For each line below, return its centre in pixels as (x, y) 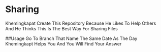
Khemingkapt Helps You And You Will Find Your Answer (63, 43)
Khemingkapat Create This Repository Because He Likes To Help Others (81, 23)
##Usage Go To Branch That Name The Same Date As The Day (71, 38)
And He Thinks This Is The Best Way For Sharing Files (61, 28)
